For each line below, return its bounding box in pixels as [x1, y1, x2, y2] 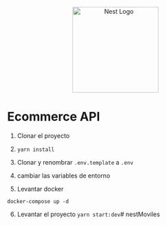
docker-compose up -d [7, 198, 69, 205]
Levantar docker [16, 185, 64, 193]
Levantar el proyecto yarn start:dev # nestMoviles [16, 210, 160, 218]
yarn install [16, 146, 55, 153]
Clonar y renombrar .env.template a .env [16, 158, 134, 166]
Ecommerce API [7, 109, 100, 125]
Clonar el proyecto [16, 131, 70, 140]
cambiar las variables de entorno [16, 171, 111, 180]
